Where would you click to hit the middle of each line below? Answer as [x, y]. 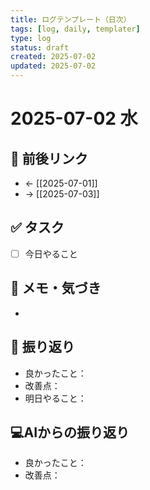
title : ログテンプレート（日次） [71, 19]
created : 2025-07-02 [53, 57]
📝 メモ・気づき [56, 288]
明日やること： [55, 398]
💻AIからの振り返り [70, 432]
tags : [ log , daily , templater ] [75, 29]
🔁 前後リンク [49, 158]
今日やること [51, 253]
